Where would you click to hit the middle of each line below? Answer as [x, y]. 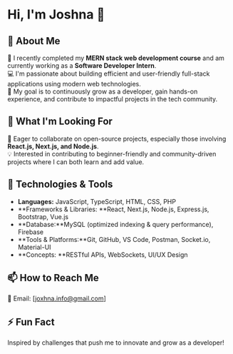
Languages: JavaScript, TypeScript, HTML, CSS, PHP [97, 201]
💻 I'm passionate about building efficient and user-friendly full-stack [109, 74]
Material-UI [34, 247]
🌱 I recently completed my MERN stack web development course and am [116, 58]
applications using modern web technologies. [74, 84]
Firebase [31, 232]
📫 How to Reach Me [53, 278]
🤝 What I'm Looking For [60, 122]
